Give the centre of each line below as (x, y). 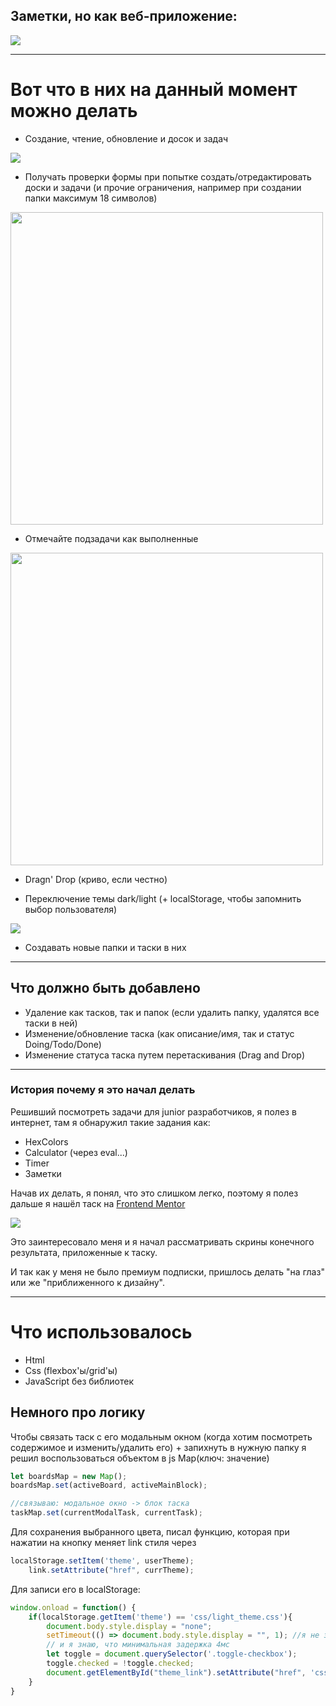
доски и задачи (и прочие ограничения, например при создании (163, 187)
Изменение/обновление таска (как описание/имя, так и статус (159, 1033)
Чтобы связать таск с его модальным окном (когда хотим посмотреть (161, 1436)
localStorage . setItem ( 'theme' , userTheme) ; (102, 1561)
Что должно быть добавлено (105, 988)
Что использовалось (101, 1332)
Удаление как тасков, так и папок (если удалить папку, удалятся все (172, 1012)
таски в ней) (51, 1023)
